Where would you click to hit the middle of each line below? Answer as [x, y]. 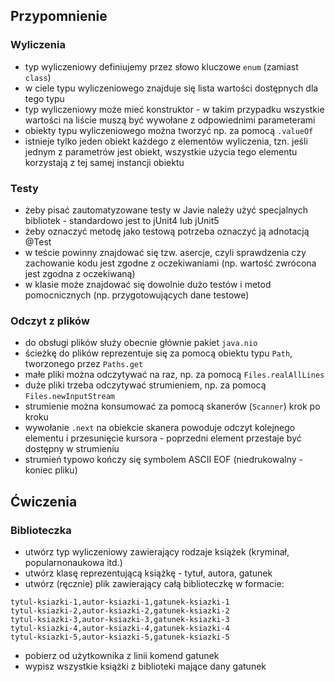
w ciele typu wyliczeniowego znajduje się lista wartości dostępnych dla [171, 88]
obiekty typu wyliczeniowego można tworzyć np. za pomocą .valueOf [169, 130]
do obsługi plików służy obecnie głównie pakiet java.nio [141, 343]
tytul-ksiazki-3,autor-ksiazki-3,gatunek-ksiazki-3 [120, 619]
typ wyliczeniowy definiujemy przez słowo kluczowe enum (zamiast [161, 66]
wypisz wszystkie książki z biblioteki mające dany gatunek [145, 666]
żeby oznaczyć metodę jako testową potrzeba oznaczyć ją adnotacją [167, 231]
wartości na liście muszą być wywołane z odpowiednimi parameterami [170, 120]
